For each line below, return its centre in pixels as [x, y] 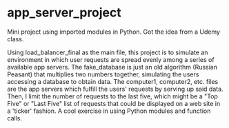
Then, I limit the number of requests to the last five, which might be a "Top [113, 96]
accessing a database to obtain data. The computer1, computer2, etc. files [113, 81]
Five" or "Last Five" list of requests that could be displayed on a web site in [114, 103]
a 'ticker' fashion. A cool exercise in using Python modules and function [109, 111]
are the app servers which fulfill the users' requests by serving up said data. [115, 89]
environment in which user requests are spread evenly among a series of [111, 59]
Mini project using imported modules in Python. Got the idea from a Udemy [114, 32]
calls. [15, 118]
